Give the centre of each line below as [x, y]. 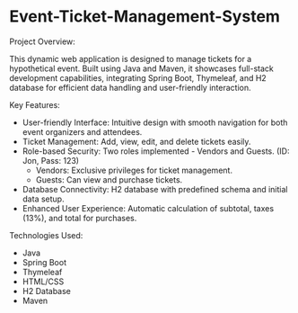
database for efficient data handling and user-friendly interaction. [130, 87]
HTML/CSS [43, 282]
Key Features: [35, 104]
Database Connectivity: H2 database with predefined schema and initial [155, 189]
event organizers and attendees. [82, 131]
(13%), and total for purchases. [79, 218]
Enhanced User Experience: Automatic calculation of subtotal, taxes [148, 208]
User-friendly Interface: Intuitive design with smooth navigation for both [155, 122]
